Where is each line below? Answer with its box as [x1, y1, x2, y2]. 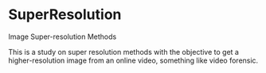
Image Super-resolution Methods [8, 32, 117, 41]
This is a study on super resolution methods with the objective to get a [8, 47, 239, 56]
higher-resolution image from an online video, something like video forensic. [8, 56, 259, 65]
